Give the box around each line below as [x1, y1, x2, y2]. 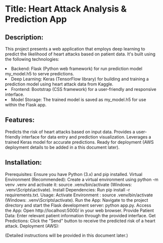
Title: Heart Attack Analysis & [5, 3, 127, 15]
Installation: [5, 158, 42, 167]
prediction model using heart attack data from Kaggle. [5, 81, 113, 87]
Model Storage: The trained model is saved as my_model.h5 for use [11, 97, 146, 103]
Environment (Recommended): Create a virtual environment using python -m [5, 176, 159, 182]
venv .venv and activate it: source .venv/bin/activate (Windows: [5, 181, 132, 188]
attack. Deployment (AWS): [5, 223, 59, 229]
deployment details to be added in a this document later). [5, 144, 120, 150]
